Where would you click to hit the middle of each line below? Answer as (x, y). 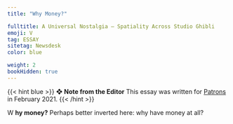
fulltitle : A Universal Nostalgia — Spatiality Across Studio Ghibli (111, 26)
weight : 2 (22, 65)
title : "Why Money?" (38, 14)
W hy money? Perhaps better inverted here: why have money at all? (106, 112)
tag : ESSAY (23, 39)
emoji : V (20, 33)
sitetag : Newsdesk (34, 46)
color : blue (25, 53)
